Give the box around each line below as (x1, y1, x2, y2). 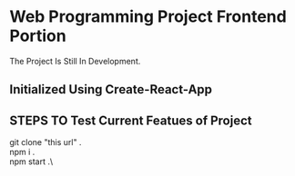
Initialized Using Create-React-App (9, 82, 212, 97)
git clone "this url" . (9, 137, 82, 148)
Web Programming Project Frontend (9, 6, 287, 27)
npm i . (9, 147, 36, 158)
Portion (9, 25, 66, 46)
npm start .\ (9, 156, 54, 167)
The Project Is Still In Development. (9, 55, 141, 66)
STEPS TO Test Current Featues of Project (9, 112, 252, 128)
